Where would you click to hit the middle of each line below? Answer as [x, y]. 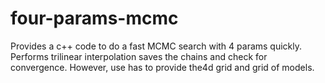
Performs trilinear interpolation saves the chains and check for [139, 56]
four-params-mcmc [94, 18]
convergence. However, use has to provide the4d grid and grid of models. [162, 67]
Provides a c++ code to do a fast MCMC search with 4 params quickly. [156, 46]
